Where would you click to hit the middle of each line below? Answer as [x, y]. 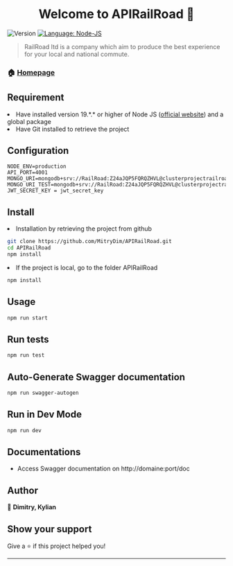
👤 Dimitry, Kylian [32, 507]
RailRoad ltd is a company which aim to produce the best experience [122, 46]
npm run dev [24, 430]
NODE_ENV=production [37, 167]
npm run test [26, 355]
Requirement [36, 97]
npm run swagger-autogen [43, 393]
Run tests [28, 339]
